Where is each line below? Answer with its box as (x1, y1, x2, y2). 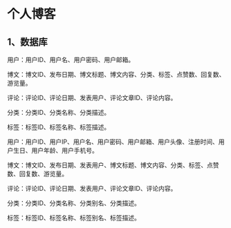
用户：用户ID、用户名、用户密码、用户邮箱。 (7, 56, 135, 64)
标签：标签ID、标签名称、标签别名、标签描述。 (7, 213, 140, 222)
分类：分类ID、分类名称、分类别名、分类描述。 (7, 199, 140, 207)
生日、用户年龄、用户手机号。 (12, 146, 98, 154)
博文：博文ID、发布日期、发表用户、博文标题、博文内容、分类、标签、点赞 (7, 161, 219, 169)
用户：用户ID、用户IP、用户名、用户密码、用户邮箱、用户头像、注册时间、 (7, 137, 219, 146)
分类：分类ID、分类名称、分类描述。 (7, 108, 111, 116)
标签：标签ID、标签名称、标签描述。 (7, 123, 111, 131)
